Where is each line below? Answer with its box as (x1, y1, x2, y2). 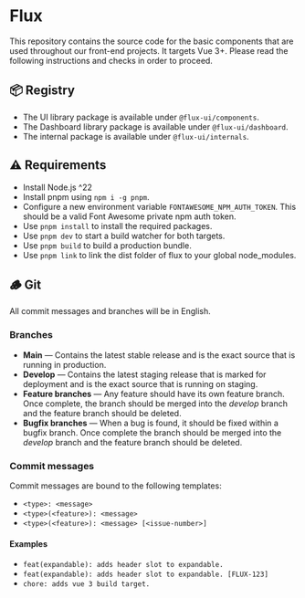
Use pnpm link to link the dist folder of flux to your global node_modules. (22, 249, 297, 260)
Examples (9, 538, 48, 549)
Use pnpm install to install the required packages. (22, 220, 213, 231)
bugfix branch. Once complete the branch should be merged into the (22, 426, 282, 438)
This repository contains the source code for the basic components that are (9, 36, 294, 47)
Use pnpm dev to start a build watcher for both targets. (22, 230, 226, 241)
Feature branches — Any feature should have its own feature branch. (22, 388, 285, 399)
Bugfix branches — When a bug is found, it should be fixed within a (22, 417, 279, 428)
